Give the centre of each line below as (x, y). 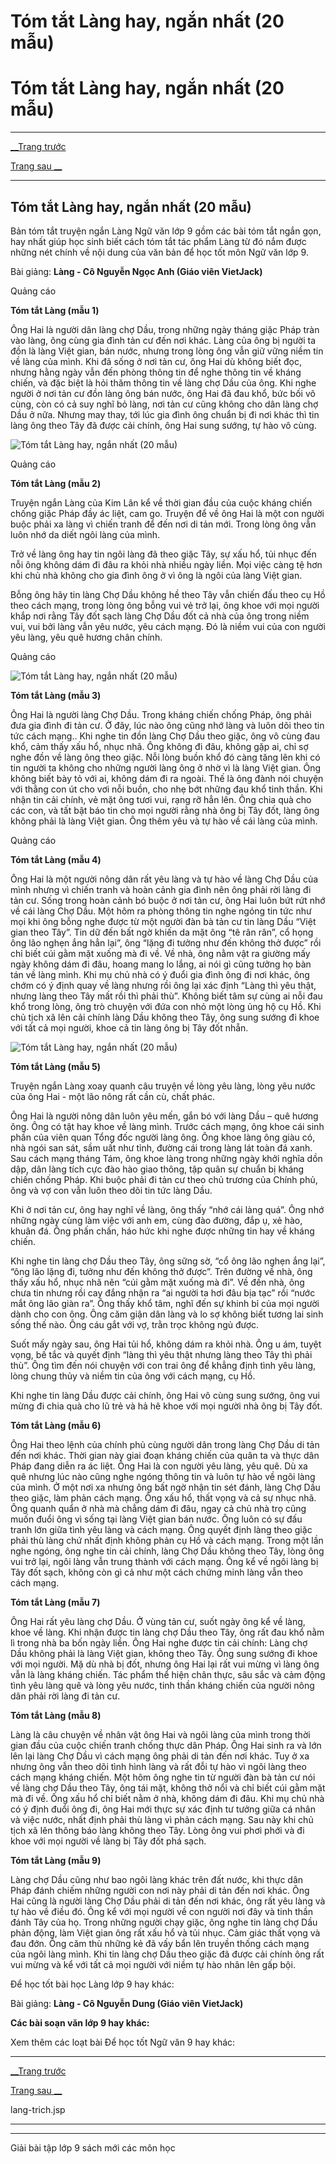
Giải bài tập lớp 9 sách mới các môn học (93, 2147)
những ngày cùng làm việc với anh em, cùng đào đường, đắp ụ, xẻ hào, (156, 1220)
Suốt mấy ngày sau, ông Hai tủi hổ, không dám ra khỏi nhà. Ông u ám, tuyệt (166, 1344)
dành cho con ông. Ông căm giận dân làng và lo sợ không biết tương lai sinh (167, 1314)
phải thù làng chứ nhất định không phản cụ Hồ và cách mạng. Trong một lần (167, 1540)
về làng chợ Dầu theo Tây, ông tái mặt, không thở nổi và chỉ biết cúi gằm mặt (168, 1787)
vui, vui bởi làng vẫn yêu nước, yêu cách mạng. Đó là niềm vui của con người (168, 626)
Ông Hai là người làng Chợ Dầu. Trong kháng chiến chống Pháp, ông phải (161, 714)
